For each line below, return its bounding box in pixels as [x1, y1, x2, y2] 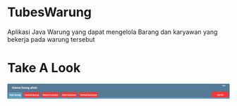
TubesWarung [7, 4, 92, 20]
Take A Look [7, 60, 81, 76]
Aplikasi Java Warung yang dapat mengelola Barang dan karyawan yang [7, 28, 218, 36]
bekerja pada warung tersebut [7, 35, 95, 43]
